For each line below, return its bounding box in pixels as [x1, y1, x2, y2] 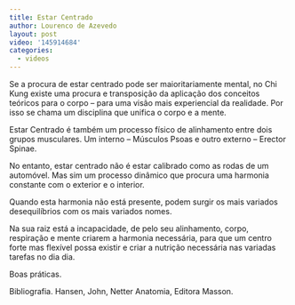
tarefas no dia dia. [9, 252, 76, 262]
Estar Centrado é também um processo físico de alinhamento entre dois [9, 124, 273, 134]
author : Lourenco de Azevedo [9, 21, 117, 30]
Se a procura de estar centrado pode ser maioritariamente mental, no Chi [9, 79, 277, 89]
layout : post [9, 29, 58, 38]
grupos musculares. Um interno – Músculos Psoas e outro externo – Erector [9, 134, 286, 144]
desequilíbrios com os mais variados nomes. [9, 206, 172, 216]
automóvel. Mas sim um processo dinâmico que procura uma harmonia [9, 170, 269, 181]
